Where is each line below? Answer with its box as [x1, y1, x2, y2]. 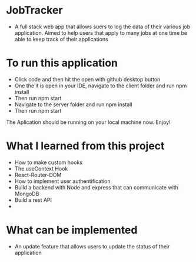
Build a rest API [14, 196, 52, 204]
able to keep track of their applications [14, 35, 108, 42]
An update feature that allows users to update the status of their [14, 243, 170, 250]
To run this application [6, 57, 118, 70]
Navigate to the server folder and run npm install [14, 101, 132, 108]
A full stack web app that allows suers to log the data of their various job [14, 23, 191, 30]
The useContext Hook [14, 165, 68, 172]
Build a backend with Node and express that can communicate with [14, 184, 178, 191]
